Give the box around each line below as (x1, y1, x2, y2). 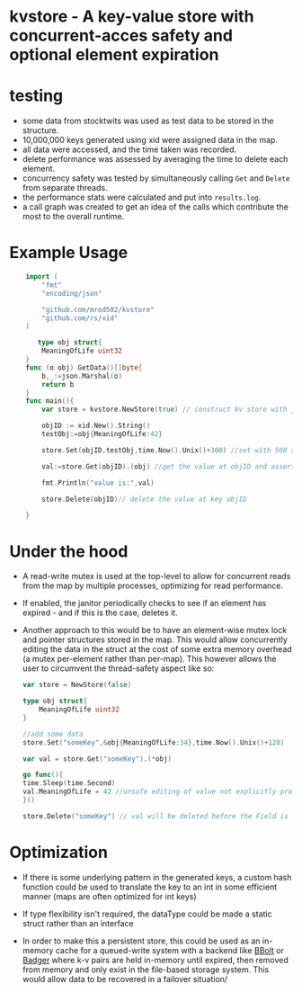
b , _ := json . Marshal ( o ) (41, 371, 123, 380)
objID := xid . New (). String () (41, 421, 151, 431)
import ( (25, 273, 58, 282)
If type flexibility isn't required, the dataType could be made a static (22, 908, 272, 919)
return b (41, 380, 75, 389)
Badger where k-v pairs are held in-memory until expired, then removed (22, 954, 289, 965)
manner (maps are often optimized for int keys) (22, 890, 197, 901)
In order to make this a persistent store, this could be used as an (22, 935, 261, 946)
